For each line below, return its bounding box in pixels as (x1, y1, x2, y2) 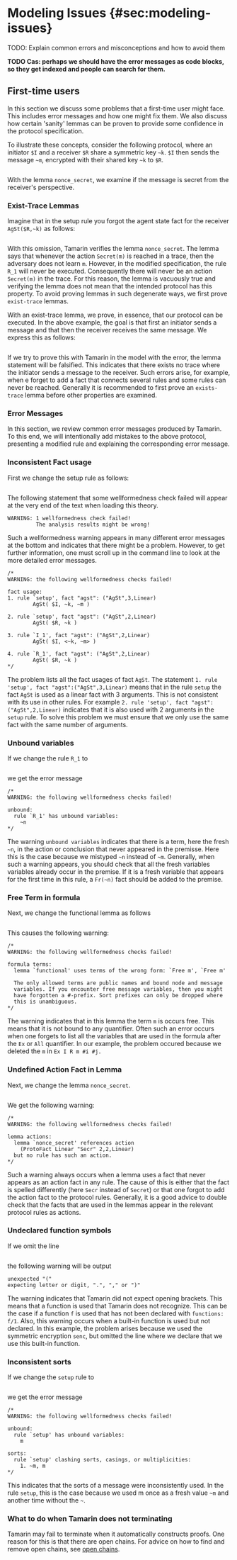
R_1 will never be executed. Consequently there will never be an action (7, 267, 213, 276)
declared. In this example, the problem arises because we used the (7, 1324, 203, 1332)
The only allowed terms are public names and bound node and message (13, 980, 223, 987)
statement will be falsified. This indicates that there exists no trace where (7, 361, 221, 369)
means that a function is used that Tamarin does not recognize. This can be (7, 1301, 228, 1310)
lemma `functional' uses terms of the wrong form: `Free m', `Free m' (13, 967, 226, 975)
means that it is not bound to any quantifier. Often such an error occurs (7, 1024, 214, 1033)
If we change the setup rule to (7, 1373, 94, 1381)
